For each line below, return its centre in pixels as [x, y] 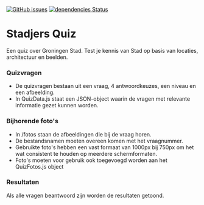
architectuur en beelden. [37, 57]
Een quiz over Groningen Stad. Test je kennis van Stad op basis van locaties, [102, 50]
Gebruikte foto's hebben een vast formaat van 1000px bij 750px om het [104, 147]
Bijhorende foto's [33, 121]
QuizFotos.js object [39, 166]
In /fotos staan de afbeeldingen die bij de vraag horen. [83, 134]
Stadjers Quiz [41, 34]
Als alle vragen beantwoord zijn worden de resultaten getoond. [85, 195]
